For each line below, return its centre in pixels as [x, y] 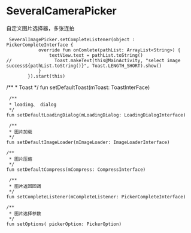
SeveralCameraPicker [61, 11]
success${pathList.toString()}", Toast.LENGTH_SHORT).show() [84, 66]
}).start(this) [47, 76]
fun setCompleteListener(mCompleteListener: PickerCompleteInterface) [96, 197]
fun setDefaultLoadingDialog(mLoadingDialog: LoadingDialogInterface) [96, 115]
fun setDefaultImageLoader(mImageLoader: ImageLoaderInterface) [88, 142]
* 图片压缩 [21, 159]
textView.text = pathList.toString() [96, 55]
